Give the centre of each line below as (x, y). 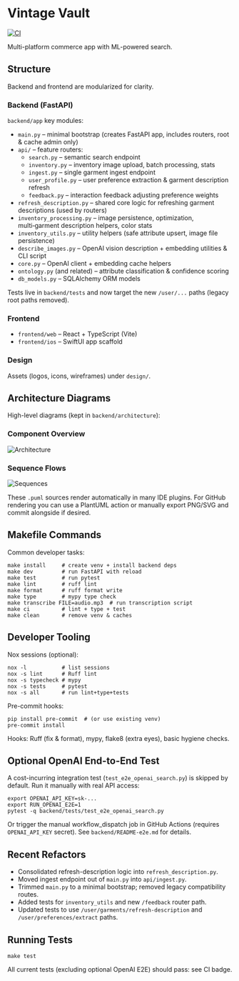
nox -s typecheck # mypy (44, 680)
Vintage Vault (49, 13)
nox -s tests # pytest (47, 686)
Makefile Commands (55, 535)
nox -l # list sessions (59, 667)
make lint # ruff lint (52, 584)
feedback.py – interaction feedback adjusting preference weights (123, 195)
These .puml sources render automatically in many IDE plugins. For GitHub (117, 497)
